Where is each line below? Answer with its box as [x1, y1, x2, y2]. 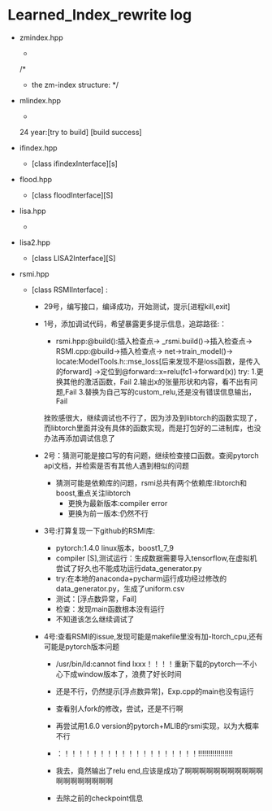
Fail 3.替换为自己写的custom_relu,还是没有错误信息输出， [65, 386, 257, 396]
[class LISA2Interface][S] [31, 253, 116, 263]
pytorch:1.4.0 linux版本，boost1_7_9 [55, 543, 175, 552]
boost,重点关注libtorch [55, 488, 132, 498]
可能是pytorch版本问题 [43, 641, 119, 652]
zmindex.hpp [19, 33, 63, 42]
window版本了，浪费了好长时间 [77, 669, 182, 678]
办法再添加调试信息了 [43, 433, 115, 443]
